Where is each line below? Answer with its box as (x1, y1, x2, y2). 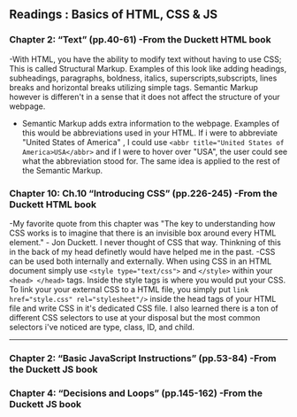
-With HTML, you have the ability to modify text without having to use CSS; (9, 53, 282, 65)
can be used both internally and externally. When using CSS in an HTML (9, 256, 272, 266)
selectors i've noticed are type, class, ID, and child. (9, 321, 195, 332)
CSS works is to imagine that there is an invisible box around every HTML (9, 228, 277, 238)
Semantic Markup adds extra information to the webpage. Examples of (21, 118, 280, 128)
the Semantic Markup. (21, 165, 103, 175)
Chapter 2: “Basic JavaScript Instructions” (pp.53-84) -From (9, 351, 277, 364)
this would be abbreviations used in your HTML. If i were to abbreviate (21, 127, 278, 138)
